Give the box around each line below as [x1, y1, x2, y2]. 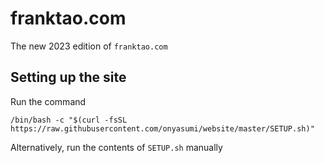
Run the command [10, 95, 87, 107]
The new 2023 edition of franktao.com [10, 40, 168, 52]
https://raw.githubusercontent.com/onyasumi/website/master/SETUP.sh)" [10, 123, 315, 134]
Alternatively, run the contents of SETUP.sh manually [10, 141, 223, 153]
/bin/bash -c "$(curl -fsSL [10, 115, 128, 125]
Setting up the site [10, 69, 127, 86]
